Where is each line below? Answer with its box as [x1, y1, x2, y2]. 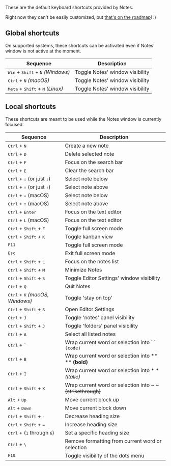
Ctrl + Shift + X [8, 385, 45, 392]
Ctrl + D [8, 150, 27, 157]
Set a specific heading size [65, 429, 130, 436]
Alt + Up [8, 396, 27, 403]
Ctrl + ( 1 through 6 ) [8, 429, 54, 436]
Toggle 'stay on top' [65, 294, 113, 301]
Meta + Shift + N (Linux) [8, 85, 64, 92]
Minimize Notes [65, 266, 102, 273]
